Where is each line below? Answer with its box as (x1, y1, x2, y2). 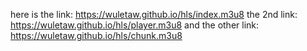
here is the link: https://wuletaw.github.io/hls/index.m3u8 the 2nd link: (10, 9, 298, 20)
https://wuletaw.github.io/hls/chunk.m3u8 (10, 30, 183, 41)
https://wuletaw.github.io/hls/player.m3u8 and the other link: (10, 19, 260, 31)
